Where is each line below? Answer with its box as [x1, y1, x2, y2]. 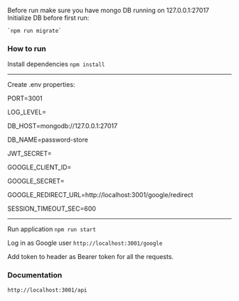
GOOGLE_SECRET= [7, 177, 65, 186]
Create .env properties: [7, 80, 75, 89]
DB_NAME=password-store [7, 135, 89, 144]
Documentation [7, 270, 63, 280]
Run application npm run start [7, 225, 96, 233]
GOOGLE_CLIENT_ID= [7, 163, 72, 171]
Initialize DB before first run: [7, 14, 90, 22]
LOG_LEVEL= [7, 108, 47, 117]
